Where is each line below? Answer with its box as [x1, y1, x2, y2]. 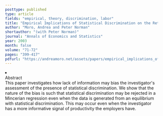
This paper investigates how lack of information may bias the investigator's [5, 80, 155, 86]
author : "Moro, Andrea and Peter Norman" [5, 25, 90, 30]
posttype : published [5, 7, 47, 12]
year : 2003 [5, 39, 27, 43]
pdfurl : [5, 57, 21, 61]
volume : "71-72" [5, 47, 38, 52]
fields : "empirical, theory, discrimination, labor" [5, 16, 114, 21]
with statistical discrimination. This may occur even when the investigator [5, 101, 152, 106]
